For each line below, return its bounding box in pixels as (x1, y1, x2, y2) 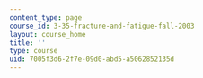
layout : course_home (9, 30, 87, 39)
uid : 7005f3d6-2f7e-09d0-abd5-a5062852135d (9, 55, 175, 64)
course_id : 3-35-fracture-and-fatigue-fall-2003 (9, 22, 195, 30)
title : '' (9, 38, 47, 48)
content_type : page (9, 13, 83, 22)
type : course (9, 47, 58, 56)
